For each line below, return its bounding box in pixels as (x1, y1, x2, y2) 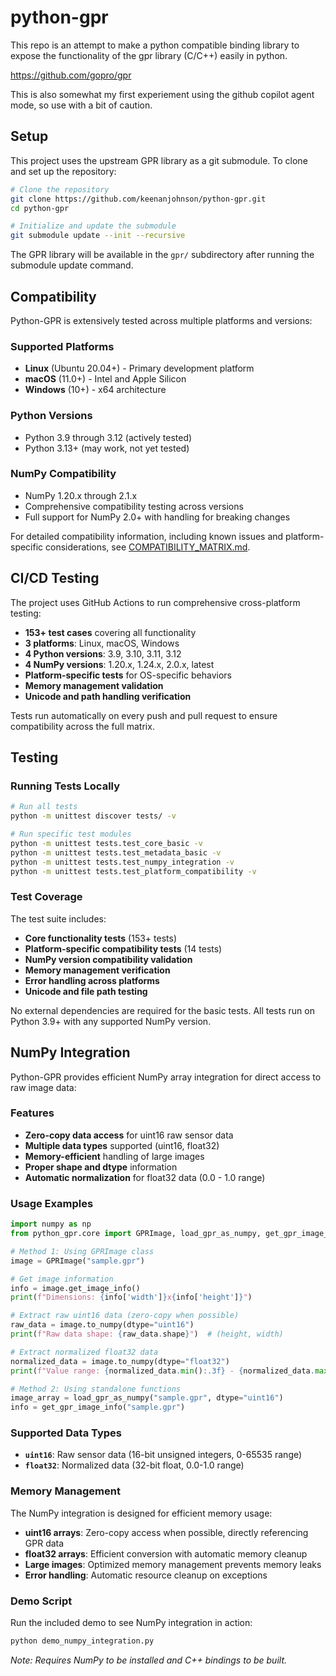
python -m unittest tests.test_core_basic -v (10, 838, 203, 848)
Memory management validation (24, 679, 164, 691)
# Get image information (10, 1274, 114, 1284)
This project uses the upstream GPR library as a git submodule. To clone (10, 154, 308, 166)
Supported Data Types (10, 1426, 123, 1440)
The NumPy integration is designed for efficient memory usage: (10, 1507, 273, 1519)
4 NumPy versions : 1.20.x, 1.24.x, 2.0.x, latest (24, 658, 215, 670)
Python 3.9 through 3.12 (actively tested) (24, 431, 193, 443)
